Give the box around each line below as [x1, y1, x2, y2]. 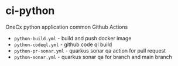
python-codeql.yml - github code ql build [13, 41, 112, 48]
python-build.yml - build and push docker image [13, 34, 132, 41]
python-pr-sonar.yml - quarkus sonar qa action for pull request [13, 47, 166, 54]
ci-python [5, 4, 55, 18]
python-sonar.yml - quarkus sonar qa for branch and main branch [13, 53, 172, 60]
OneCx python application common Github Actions [5, 23, 128, 30]
